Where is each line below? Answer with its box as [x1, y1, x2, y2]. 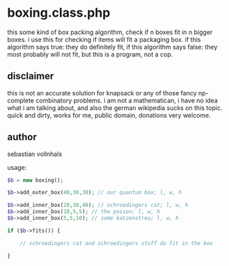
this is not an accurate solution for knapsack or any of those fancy [7, 88, 197, 97]
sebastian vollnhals [7, 150, 63, 158]
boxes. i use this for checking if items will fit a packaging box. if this [7, 35, 201, 43]
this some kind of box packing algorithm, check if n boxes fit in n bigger [7, 28, 213, 36]
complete [7, 96, 35, 104]
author [7, 131, 37, 143]
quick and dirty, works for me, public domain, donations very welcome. [7, 111, 211, 119]
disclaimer [7, 70, 54, 82]
